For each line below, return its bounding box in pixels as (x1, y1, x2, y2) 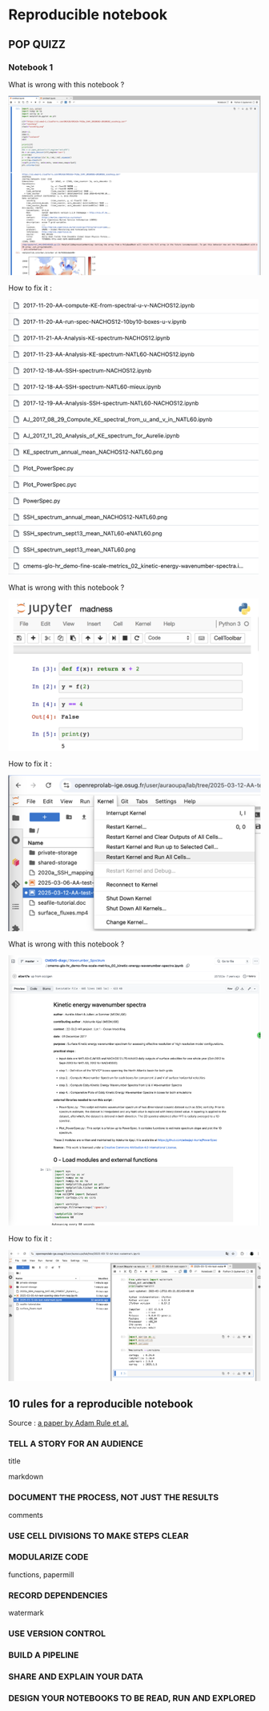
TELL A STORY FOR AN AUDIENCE (8, 1438, 144, 1449)
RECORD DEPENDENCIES (8, 1589, 108, 1600)
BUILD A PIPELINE (8, 1649, 79, 1661)
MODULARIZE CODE (8, 1552, 89, 1563)
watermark (8, 1608, 44, 1618)
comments (8, 1510, 44, 1519)
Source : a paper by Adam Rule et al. (8, 1418, 130, 1428)
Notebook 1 (8, 62, 54, 73)
